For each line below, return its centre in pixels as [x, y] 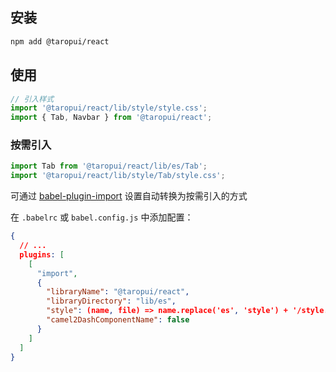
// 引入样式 [32, 99]
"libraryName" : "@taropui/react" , [118, 292]
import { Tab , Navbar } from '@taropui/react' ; [111, 118]
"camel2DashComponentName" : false [118, 320]
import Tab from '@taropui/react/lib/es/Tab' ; [109, 166]
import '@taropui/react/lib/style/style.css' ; [109, 108]
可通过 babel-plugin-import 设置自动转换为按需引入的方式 [129, 196]
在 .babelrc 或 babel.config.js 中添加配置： [102, 217]
